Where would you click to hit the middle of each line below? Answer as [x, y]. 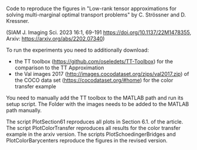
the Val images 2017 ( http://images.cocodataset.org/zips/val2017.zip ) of [102, 74]
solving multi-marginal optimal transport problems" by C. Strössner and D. [96, 15]
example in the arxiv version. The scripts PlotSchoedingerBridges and [91, 134]
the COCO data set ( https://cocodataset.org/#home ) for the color [94, 80]
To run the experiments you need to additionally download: [78, 50]
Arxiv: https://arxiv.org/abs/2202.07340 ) [55, 39]
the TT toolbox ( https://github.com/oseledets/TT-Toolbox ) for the [94, 61]
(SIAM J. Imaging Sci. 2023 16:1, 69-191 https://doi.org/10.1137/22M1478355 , [99, 32]
